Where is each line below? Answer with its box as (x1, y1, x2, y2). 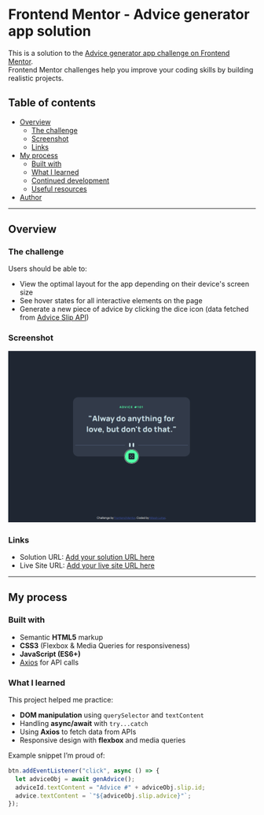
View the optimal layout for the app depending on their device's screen (19, 280, 250, 289)
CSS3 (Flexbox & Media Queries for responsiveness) (19, 640, 190, 650)
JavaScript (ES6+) (19, 649, 81, 658)
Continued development (31, 176, 110, 185)
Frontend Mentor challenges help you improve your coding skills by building (8, 65, 254, 74)
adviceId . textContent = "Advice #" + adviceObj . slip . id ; (15, 784, 206, 791)
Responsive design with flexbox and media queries (19, 735, 186, 745)
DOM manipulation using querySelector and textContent (19, 710, 204, 720)
